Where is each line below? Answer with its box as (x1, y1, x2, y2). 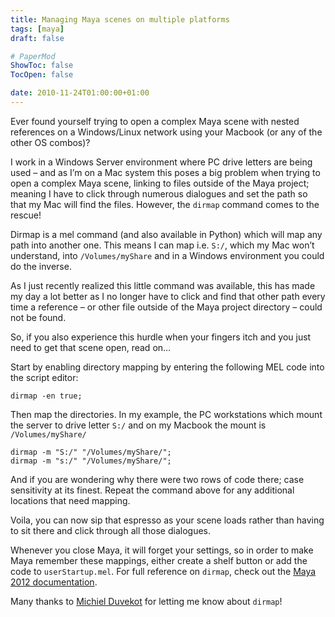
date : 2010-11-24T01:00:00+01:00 (10, 88, 150, 98)
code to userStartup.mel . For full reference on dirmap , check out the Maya (10, 565, 317, 577)
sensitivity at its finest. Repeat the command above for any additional (10, 484, 295, 496)
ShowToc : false (10, 61, 74, 71)
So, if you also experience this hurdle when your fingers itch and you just (10, 331, 312, 343)
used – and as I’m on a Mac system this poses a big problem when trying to (10, 166, 321, 178)
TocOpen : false (10, 70, 74, 80)
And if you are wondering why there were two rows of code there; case (10, 473, 305, 485)
